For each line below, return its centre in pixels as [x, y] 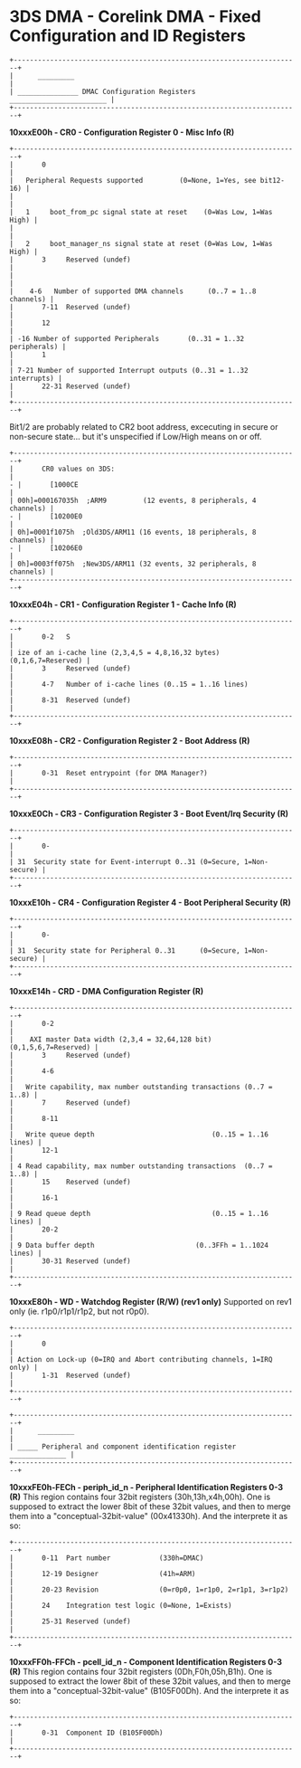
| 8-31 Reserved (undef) [70, 700]
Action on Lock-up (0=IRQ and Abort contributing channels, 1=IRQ [145, 1359]
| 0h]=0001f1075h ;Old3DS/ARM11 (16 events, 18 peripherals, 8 [133, 532]
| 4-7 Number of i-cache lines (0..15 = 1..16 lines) [129, 684]
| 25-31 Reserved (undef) [70, 1621]
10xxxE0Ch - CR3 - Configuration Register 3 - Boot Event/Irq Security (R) [149, 813]
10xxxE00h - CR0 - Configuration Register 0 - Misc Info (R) [122, 132]
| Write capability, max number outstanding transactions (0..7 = [141, 1087]
